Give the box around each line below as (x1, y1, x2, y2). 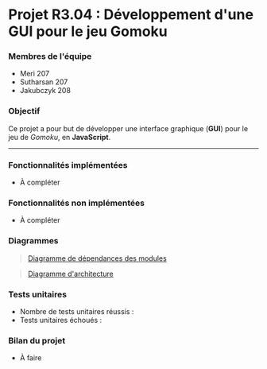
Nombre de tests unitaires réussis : (19, 306, 134, 316)
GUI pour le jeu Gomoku (8, 22, 168, 41)
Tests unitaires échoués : (19, 315, 103, 324)
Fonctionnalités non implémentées (8, 197, 145, 208)
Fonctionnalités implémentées (8, 159, 128, 170)
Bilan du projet (8, 335, 66, 346)
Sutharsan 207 (19, 77, 68, 87)
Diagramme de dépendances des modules (27, 253, 167, 263)
